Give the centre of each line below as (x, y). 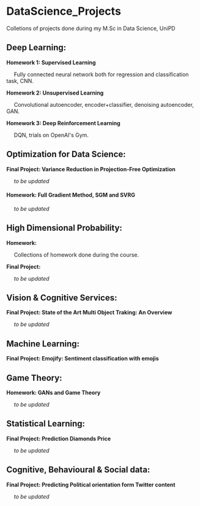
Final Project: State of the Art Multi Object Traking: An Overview (89, 313)
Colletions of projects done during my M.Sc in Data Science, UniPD (91, 28)
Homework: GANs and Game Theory (54, 393)
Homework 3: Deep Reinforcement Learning (63, 123)
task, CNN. (20, 80)
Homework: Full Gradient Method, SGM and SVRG (71, 195)
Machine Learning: (43, 344)
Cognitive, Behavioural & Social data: (78, 470)
